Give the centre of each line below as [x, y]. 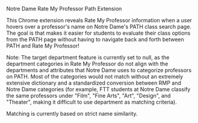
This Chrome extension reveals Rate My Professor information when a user [99, 20]
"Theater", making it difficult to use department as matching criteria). [92, 102]
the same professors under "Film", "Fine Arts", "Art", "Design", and [88, 96]
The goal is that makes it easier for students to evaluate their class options [98, 33]
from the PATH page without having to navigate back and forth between [95, 39]
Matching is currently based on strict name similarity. [72, 114]
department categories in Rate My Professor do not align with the [87, 64]
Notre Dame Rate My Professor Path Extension [64, 9]
